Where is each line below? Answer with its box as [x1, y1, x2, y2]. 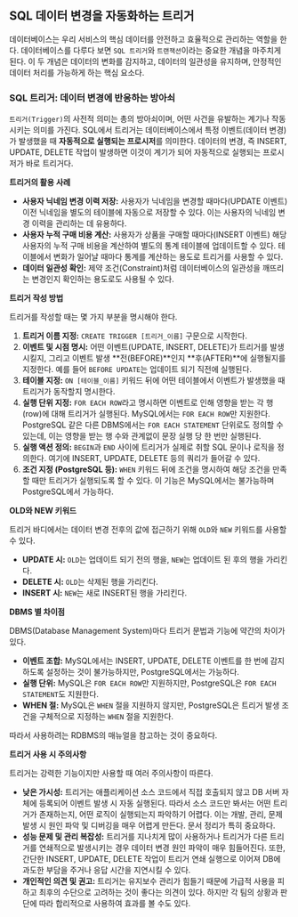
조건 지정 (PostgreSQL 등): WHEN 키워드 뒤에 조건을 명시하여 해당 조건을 [21, 464, 271, 475]
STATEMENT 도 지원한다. [21, 689, 100, 700]
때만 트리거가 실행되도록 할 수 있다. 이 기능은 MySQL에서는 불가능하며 [31, 475, 275, 486]
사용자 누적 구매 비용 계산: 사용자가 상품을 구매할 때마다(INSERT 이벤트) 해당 [21, 230, 287, 240]
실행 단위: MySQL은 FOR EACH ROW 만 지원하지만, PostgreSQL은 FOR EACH [21, 678, 277, 688]
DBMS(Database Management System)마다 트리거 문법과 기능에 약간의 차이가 [9, 626, 286, 637]
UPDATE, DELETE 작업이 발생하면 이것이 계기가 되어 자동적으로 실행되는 [9, 147, 261, 158]
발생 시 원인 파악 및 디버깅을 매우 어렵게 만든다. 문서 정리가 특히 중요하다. [21, 820, 276, 831]
